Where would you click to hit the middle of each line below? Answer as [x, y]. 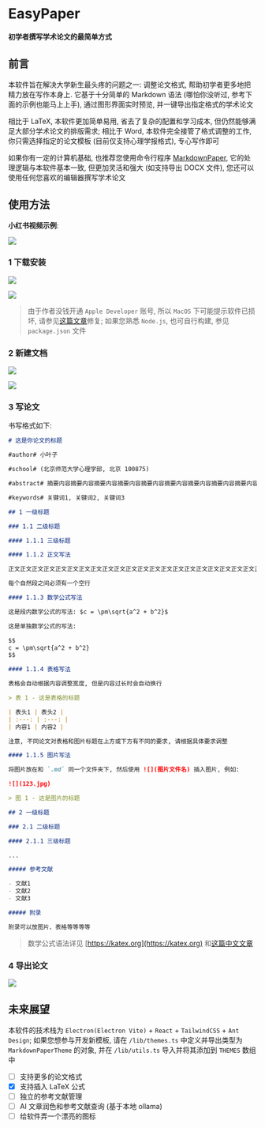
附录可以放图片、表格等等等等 [49, 927]
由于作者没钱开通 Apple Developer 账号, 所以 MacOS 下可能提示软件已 [138, 311]
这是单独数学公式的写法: [42, 626]
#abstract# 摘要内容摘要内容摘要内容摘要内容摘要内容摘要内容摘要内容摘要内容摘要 [127, 484]
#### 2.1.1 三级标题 [39, 841]
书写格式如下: [30, 426]
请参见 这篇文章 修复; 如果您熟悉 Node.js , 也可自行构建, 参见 [134, 320]
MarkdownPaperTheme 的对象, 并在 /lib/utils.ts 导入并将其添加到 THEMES [124, 1050]
